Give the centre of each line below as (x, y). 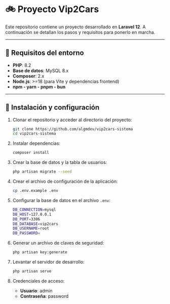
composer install (31, 153)
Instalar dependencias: (36, 143)
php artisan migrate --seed (42, 172)
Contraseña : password (44, 296)
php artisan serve (32, 272)
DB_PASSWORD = (26, 233)
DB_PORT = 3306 (26, 219)
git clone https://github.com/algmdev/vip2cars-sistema (73, 129)
